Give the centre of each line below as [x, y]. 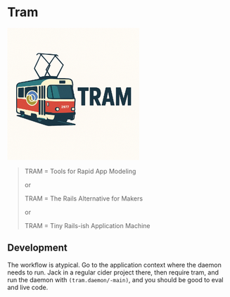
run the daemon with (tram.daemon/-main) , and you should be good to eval [115, 279]
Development [38, 248]
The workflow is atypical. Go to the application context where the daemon [114, 265]
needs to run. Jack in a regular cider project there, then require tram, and [113, 272]
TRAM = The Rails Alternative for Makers [83, 198]
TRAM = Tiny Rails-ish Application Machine [87, 225]
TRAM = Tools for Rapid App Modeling [80, 171]
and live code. [28, 287]
